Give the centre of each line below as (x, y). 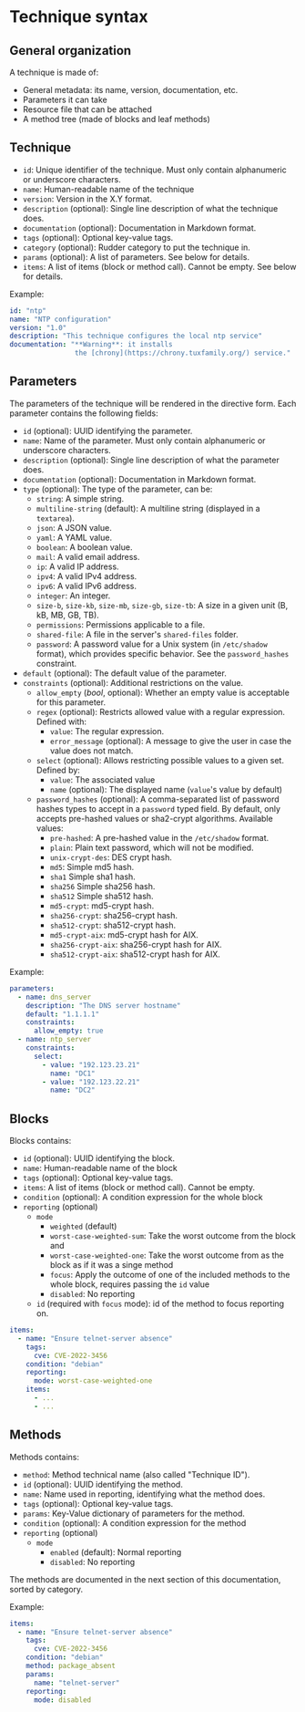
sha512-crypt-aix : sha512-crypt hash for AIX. (135, 954)
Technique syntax (79, 17)
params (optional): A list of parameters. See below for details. (136, 256)
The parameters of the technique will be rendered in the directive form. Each (153, 403)
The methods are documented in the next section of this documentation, (145, 1579)
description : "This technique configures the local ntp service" (136, 336)
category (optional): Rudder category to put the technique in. (136, 247)
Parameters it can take (65, 99)
